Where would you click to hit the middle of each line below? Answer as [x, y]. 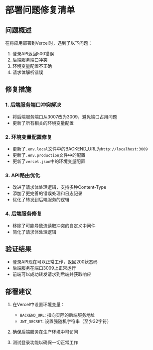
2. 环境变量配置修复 [29, 137]
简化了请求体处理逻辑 [34, 232]
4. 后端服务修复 [24, 214]
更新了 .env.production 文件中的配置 [49, 155]
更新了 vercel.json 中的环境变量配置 [49, 161]
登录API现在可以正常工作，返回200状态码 [55, 262]
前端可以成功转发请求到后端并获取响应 [52, 274]
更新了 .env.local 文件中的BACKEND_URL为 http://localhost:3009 [80, 149]
